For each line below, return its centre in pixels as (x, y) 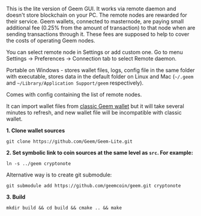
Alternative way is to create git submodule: (59, 175)
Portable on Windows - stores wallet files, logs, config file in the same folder (100, 70)
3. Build (16, 197)
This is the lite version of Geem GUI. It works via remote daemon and (91, 9)
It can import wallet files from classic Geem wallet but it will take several (95, 106)
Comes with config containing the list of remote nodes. (74, 94)
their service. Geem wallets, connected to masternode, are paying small (95, 21)
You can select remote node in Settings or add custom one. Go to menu (94, 52)
